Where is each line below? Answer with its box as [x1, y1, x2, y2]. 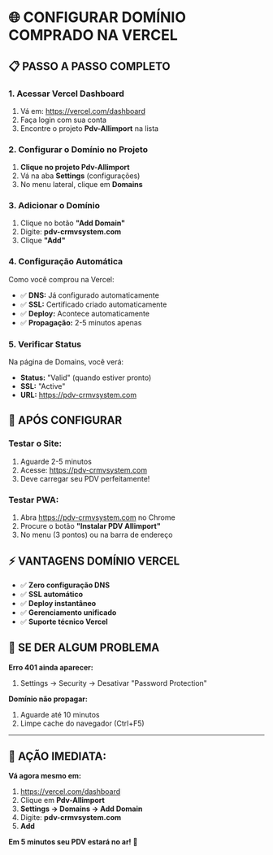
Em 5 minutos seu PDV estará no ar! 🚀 [8, 837, 138, 847]
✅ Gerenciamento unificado [19, 607, 117, 617]
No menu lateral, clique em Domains [19, 180, 143, 190]
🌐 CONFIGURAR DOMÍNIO [8, 8, 187, 27]
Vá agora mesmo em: [8, 771, 82, 781]
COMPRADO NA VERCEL [8, 26, 178, 45]
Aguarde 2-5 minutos [19, 456, 92, 466]
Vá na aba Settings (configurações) [19, 171, 141, 181]
